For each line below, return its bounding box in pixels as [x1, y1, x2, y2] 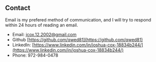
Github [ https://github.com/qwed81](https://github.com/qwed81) [12, 37, 143, 42]
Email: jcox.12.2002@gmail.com [12, 31, 77, 37]
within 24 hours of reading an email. [5, 22, 78, 28]
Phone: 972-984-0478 [12, 52, 59, 58]
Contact [5, 4, 31, 12]
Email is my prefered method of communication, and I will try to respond [5, 17, 152, 22]
